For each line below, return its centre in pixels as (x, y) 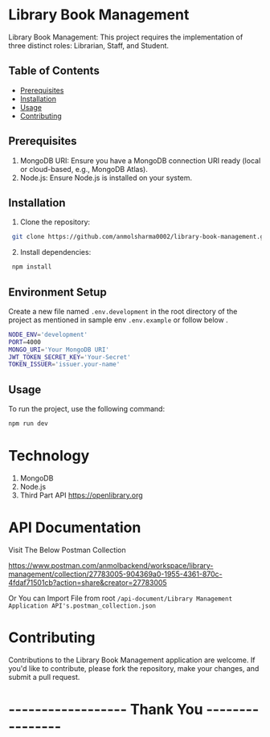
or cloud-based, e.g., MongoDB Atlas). (84, 169)
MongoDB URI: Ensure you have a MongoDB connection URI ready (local (140, 160)
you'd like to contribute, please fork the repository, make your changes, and (134, 668)
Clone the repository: (55, 222)
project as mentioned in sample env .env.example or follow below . (119, 320)
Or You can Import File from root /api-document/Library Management (121, 598)
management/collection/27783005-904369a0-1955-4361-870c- (115, 574)
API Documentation (75, 528)
